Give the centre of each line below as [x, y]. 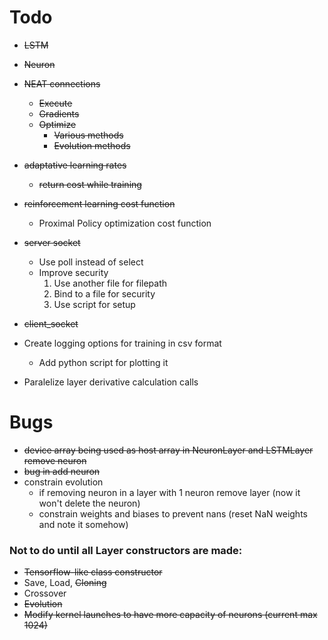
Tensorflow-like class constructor [93, 572]
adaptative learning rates [75, 165]
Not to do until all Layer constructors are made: [126, 550]
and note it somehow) [83, 524]
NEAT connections [62, 83]
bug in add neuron [62, 471]
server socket [52, 242]
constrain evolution [63, 482]
